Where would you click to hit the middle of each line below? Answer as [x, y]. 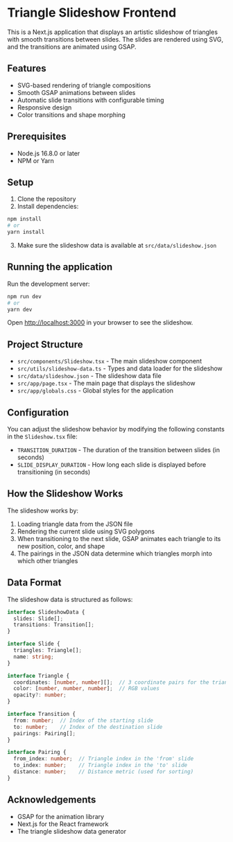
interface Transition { [42, 714]
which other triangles [48, 560]
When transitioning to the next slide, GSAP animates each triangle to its [119, 538]
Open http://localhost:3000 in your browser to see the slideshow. [100, 323]
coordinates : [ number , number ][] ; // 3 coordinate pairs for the [111, 682]
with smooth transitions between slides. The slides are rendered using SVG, [115, 39]
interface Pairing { [37, 753]
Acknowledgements [52, 800]
